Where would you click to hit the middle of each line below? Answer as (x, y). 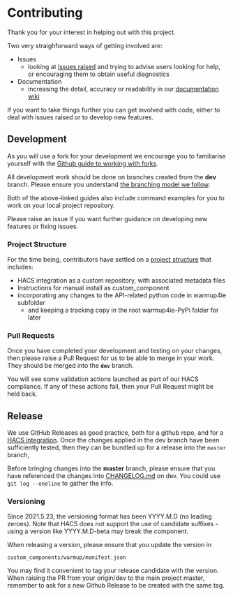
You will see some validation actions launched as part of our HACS (103, 379)
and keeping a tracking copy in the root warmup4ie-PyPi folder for (123, 310)
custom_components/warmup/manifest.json (67, 558)
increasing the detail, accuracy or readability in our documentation (123, 89)
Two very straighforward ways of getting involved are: (85, 45)
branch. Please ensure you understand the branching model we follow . (109, 184)
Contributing (45, 13)
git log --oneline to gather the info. (60, 484)
